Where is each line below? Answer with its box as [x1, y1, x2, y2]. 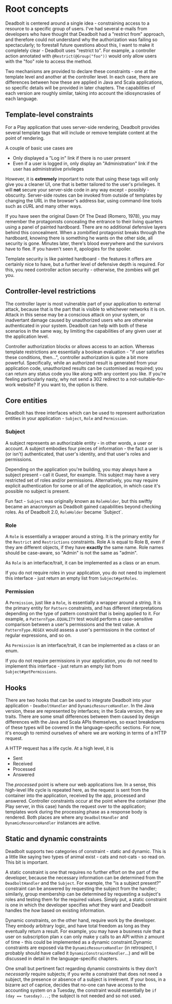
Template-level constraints [5, 110, 94, 119]
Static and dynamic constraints [5, 835, 107, 843]
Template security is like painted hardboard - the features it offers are [5, 255, 152, 262]
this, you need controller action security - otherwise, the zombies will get [5, 267, 160, 273]
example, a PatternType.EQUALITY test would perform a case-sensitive [5, 616, 153, 622]
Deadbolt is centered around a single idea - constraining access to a [5, 20, 150, 26]
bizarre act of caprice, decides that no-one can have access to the [5, 981, 146, 988]
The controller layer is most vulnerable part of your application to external [5, 300, 161, 307]
